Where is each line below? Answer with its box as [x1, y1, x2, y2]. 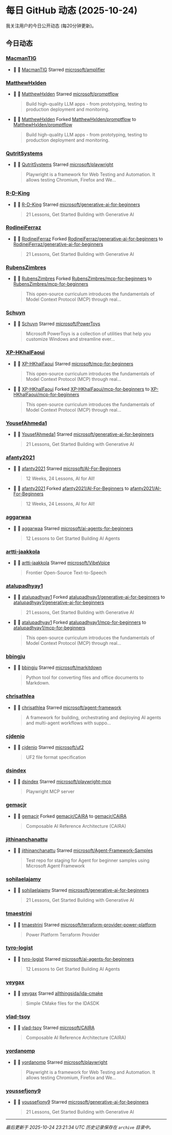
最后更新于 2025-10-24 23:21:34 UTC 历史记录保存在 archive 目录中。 [6, 1124, 154, 1130]
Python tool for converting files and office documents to [26, 675, 144, 681]
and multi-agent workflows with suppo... [26, 720, 111, 726]
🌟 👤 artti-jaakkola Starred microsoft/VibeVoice [13, 559, 110, 565]
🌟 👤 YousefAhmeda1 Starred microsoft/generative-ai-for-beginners [13, 431, 154, 437]
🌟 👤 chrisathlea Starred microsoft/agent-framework [13, 704, 121, 711]
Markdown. [26, 680, 50, 686]
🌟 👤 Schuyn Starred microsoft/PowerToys [13, 321, 101, 327]
